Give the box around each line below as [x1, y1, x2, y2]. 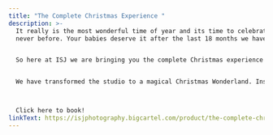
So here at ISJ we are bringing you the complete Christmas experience [15, 56, 264, 65]
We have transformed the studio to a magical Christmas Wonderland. [15, 78, 253, 86]
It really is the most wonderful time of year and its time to [15, 27, 234, 35]
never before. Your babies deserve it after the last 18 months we [15, 34, 249, 43]
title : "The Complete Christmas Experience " [8, 11, 165, 20]
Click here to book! [15, 107, 85, 115]
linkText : [8, 114, 42, 122]
